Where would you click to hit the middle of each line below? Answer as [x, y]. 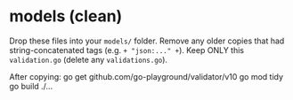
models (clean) [66, 16]
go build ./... [31, 86]
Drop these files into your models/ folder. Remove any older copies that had [147, 41]
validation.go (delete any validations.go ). [88, 59]
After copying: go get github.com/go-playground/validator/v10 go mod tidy [146, 76]
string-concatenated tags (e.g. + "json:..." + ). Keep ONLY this [127, 50]
